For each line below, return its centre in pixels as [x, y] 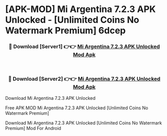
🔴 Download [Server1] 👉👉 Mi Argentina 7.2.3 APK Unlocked [84, 47]
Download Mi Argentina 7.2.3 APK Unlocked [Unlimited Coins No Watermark [83, 123]
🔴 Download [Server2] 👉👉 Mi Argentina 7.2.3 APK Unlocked [84, 79]
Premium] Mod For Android [33, 128]
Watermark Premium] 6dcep [65, 31]
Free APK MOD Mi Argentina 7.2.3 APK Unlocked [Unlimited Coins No [77, 108]
